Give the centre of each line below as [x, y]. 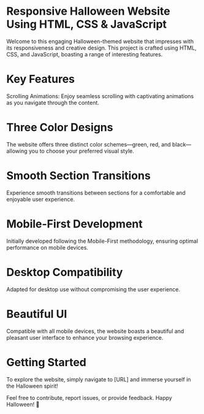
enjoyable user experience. [41, 199]
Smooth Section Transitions [79, 175]
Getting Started [47, 362]
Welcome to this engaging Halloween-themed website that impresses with [100, 41]
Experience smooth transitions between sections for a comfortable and [96, 193]
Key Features [41, 79]
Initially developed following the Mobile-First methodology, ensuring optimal [102, 241]
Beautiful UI [37, 314]
